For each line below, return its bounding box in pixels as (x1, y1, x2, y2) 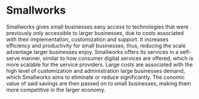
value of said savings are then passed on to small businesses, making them (6, 79, 192, 87)
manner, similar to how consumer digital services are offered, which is (21, 55, 194, 62)
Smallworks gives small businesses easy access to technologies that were (6, 23, 189, 30)
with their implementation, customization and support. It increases (6, 36, 169, 43)
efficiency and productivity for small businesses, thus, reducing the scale (6, 42, 186, 49)
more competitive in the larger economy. (6, 86, 106, 93)
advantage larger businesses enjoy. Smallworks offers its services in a (6, 48, 179, 55)
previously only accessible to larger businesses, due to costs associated (6, 29, 184, 36)
